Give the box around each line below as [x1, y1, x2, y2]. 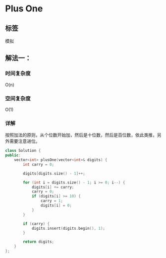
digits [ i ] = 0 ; [40, 203, 72, 208]
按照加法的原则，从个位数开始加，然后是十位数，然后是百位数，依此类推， [5, 132, 157, 138]
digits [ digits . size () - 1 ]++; [23, 171, 85, 176]
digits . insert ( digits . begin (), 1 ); [31, 226, 106, 231]
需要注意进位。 [9, 138, 40, 144]
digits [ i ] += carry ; [31, 185, 74, 190]
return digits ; [23, 239, 55, 245]
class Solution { [5, 148, 41, 153]
